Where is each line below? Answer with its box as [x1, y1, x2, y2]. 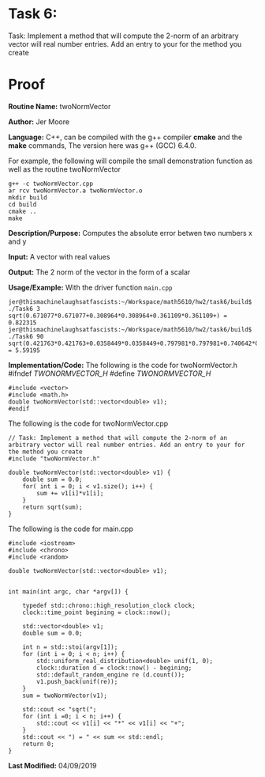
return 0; [22, 740, 55, 748]
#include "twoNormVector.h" [8, 454, 101, 463]
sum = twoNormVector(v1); [22, 692, 108, 699]
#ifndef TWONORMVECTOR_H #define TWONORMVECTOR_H [8, 369, 211, 378]
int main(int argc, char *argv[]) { [8, 587, 129, 596]
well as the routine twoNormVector [8, 164, 121, 174]
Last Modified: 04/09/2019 [8, 760, 97, 770]
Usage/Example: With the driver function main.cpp [8, 282, 173, 292]
